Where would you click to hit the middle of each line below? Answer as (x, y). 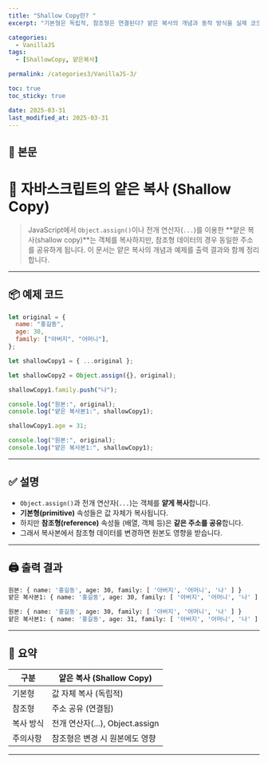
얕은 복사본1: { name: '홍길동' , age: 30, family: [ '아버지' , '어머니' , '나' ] (133, 598)
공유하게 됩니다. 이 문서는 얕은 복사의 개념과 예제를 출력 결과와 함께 (140, 250)
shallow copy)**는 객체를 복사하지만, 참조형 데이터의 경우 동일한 (138, 239)
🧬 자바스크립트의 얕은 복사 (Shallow (120, 189)
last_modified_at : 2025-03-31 (59, 118)
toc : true (25, 88)
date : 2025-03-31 (37, 110)
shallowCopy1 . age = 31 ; (48, 426)
